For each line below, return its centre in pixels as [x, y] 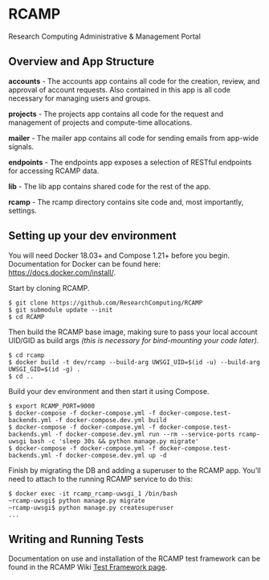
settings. [23, 210]
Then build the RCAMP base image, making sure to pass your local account [133, 332]
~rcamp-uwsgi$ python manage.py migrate [77, 500]
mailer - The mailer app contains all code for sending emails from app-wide [134, 138]
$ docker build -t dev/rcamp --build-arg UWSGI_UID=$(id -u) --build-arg [134, 362]
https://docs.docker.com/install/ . [62, 272]
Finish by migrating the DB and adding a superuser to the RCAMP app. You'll [134, 470]
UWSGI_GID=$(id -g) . [45, 369]
